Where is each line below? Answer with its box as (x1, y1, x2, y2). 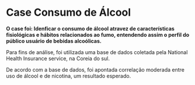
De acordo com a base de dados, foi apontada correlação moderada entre (6, 66, 185, 73)
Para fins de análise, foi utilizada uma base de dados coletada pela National (6, 48, 188, 55)
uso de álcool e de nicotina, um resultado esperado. (6, 72, 131, 79)
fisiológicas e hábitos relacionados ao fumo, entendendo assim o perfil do (6, 31, 190, 38)
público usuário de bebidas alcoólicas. (6, 37, 102, 44)
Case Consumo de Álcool (6, 6, 131, 19)
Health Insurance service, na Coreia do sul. (6, 55, 110, 62)
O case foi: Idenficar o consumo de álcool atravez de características (6, 25, 175, 32)
